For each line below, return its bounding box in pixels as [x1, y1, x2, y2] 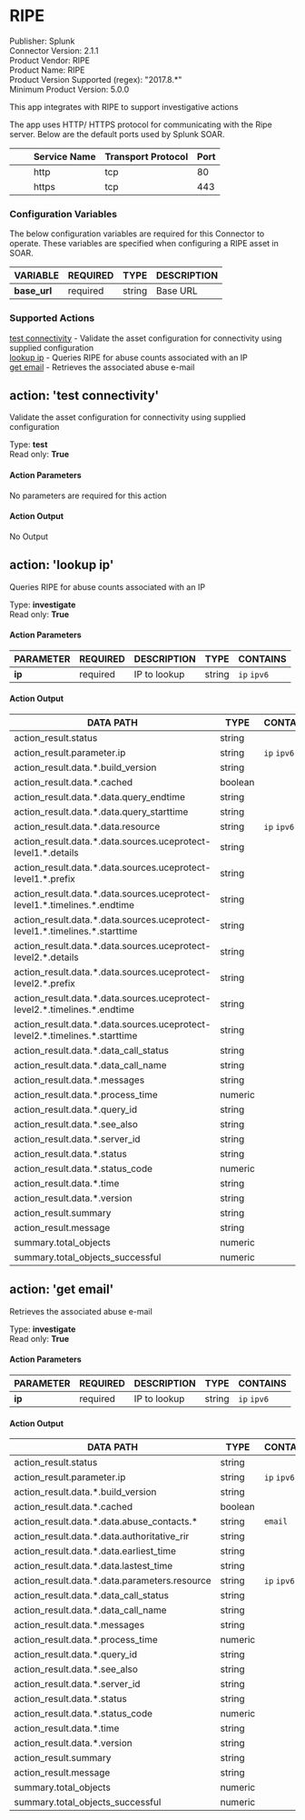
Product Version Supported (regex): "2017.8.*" [9, 74, 182, 85]
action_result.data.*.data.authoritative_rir [14, 1530, 190, 1543]
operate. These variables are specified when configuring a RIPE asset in [9, 238, 279, 249]
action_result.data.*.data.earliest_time [14, 1545, 177, 1557]
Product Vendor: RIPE [9, 55, 91, 65]
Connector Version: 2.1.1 [9, 45, 99, 55]
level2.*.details [14, 951, 79, 964]
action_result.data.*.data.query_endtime [14, 790, 186, 803]
